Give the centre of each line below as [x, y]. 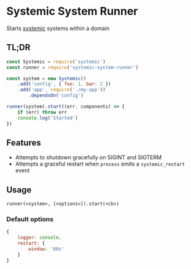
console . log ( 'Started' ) [48, 118]
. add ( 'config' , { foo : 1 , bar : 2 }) [64, 84]
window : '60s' [46, 249]
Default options [30, 219]
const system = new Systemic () [46, 78]
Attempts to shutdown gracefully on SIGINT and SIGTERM [88, 157]
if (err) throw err [42, 112]
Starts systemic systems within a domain [58, 28]
